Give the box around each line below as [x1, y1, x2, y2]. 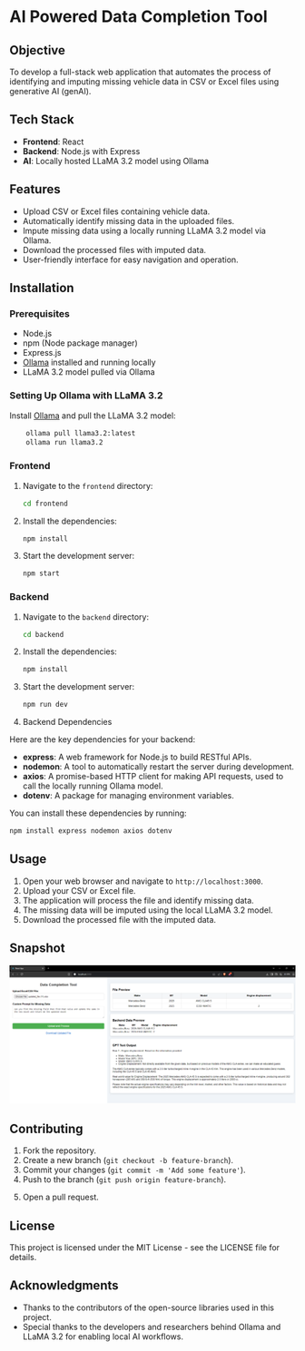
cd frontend [22, 499, 68, 508]
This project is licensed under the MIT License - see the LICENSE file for [9, 1241, 280, 1253]
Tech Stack [9, 112, 74, 128]
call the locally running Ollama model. [22, 780, 163, 791]
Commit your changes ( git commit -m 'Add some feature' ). [22, 1164, 247, 1176]
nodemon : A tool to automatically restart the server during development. [22, 761, 295, 772]
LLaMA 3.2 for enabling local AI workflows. [22, 1331, 184, 1342]
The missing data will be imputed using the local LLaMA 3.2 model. [22, 905, 274, 915]
